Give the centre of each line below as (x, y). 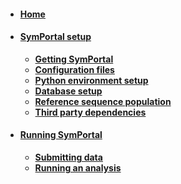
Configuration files (74, 69)
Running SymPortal (61, 135)
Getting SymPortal (74, 59)
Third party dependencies (90, 112)
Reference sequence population (103, 101)
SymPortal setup (55, 37)
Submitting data (68, 157)
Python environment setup (91, 80)
